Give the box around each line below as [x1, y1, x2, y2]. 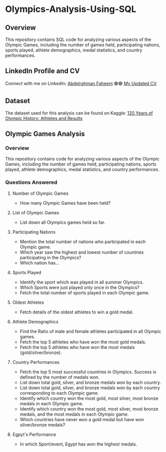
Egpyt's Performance [12, 431, 56, 437]
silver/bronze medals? [19, 422, 66, 428]
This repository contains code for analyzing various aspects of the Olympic [5, 156, 160, 162]
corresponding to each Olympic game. [19, 390, 99, 396]
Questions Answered [5, 179, 57, 186]
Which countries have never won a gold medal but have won [19, 416, 145, 422]
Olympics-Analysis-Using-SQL [5, 3, 137, 15]
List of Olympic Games [12, 209, 59, 215]
